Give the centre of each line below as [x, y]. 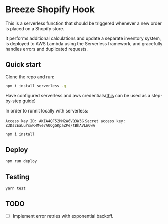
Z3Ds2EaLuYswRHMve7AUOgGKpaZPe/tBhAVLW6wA [50, 125]
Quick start [23, 65]
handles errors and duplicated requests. [46, 49]
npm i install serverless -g [36, 86]
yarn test [16, 188]
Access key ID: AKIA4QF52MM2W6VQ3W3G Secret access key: [65, 121]
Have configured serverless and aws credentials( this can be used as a [78, 95]
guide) [29, 101]
